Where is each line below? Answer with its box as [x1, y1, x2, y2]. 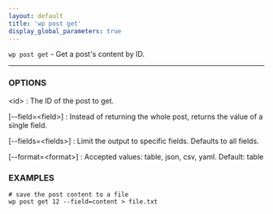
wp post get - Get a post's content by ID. [8, 50, 145, 59]
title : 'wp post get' [8, 20, 82, 28]
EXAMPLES [8, 172, 54, 183]
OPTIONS [8, 77, 47, 89]
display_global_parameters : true [8, 27, 122, 35]
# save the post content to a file [8, 190, 129, 199]
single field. [8, 120, 47, 130]
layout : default [8, 11, 63, 20]
